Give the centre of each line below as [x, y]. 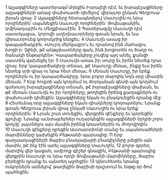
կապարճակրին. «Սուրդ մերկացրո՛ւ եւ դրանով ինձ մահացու [76, 44]
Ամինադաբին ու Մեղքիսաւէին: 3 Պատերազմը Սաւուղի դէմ [74, 28]
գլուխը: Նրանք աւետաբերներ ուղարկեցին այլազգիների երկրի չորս [84, 119]
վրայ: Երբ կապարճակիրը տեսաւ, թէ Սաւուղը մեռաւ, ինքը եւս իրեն [84, 65]
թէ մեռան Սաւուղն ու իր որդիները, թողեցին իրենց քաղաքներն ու [81, 92]
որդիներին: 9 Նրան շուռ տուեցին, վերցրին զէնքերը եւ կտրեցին [79, 113]
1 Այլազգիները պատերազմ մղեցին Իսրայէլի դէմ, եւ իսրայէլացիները [84, 7]
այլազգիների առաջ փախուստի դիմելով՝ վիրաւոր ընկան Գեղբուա [82, 12]
